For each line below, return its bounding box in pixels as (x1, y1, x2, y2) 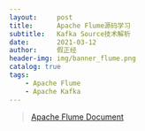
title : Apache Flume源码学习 (9, 21, 131, 30)
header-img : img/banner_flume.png (9, 54, 137, 63)
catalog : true (9, 63, 62, 72)
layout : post (9, 12, 73, 22)
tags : (9, 71, 29, 80)
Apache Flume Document (30, 112, 124, 122)
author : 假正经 (9, 46, 77, 55)
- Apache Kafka (25, 87, 81, 96)
